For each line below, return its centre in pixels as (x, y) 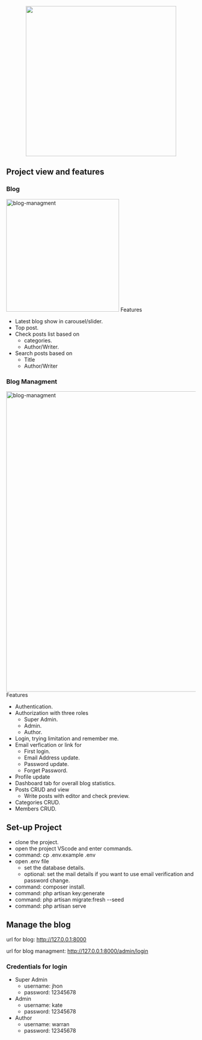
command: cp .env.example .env (55, 855)
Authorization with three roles (52, 713)
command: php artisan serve (50, 906)
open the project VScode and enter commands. (74, 848)
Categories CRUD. (37, 802)
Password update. (46, 764)
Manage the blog (38, 925)
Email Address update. (52, 758)
